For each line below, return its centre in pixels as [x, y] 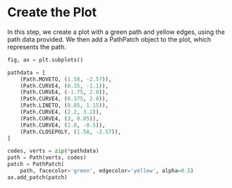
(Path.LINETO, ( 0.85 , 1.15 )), [65, 106]
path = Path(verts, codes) [47, 158]
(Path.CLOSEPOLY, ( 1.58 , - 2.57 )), [71, 131]
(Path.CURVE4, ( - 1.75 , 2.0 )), [65, 93]
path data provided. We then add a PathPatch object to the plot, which [109, 39]
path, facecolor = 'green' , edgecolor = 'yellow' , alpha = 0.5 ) [107, 171]
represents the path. [37, 47]
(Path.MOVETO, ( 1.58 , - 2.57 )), [66, 79]
